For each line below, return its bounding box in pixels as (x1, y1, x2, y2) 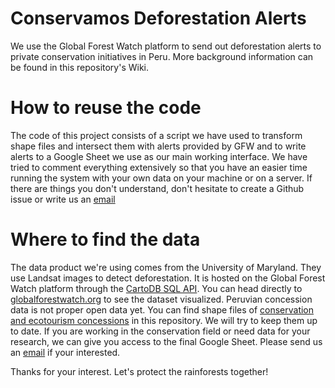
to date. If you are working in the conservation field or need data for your (10, 325, 311, 337)
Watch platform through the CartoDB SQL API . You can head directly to (10, 282, 303, 294)
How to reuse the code (10, 97, 202, 119)
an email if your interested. (10, 346, 121, 358)
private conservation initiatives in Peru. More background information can (10, 50, 314, 62)
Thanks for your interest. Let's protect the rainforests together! (10, 365, 269, 377)
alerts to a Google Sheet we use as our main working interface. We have (10, 150, 308, 162)
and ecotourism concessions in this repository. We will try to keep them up (10, 314, 318, 326)
